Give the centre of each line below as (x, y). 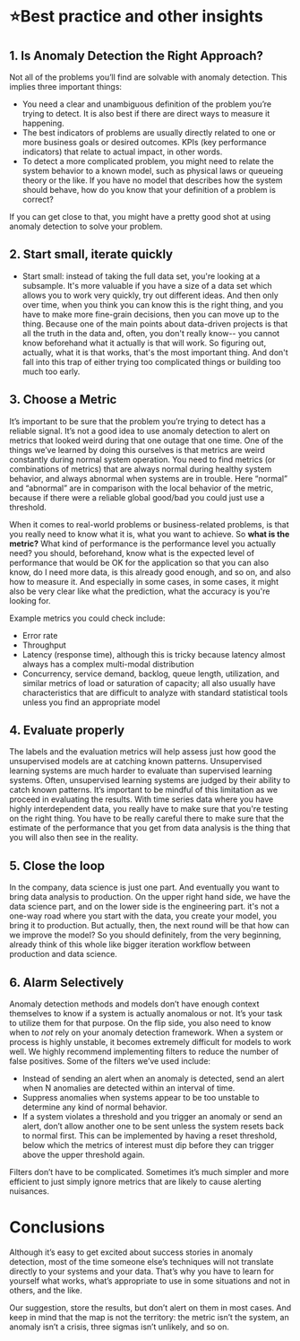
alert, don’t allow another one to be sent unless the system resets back (153, 1127)
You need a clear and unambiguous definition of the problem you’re (147, 104)
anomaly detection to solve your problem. (86, 226)
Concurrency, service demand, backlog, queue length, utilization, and (151, 674)
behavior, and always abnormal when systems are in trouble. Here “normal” (149, 478)
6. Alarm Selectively (67, 982)
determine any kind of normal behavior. (95, 1107)
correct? (38, 199)
